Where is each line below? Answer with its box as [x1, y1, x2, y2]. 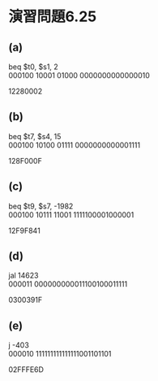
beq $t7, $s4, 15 [8, 131, 62, 141]
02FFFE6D [8, 365, 45, 374]
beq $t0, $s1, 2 [8, 62, 58, 72]
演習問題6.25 [8, 7, 97, 26]
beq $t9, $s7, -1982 [8, 201, 74, 211]
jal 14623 [8, 270, 39, 281]
